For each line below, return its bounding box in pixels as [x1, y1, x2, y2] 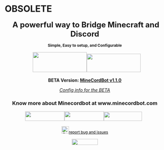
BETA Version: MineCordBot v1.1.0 [48, 77, 122, 83]
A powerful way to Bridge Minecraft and [12, 20, 159, 29]
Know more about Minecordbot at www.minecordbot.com [12, 99, 158, 106]
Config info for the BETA [59, 87, 110, 93]
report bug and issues [69, 130, 109, 135]
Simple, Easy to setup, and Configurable [47, 43, 122, 48]
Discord [70, 29, 100, 39]
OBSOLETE [5, 3, 52, 15]
